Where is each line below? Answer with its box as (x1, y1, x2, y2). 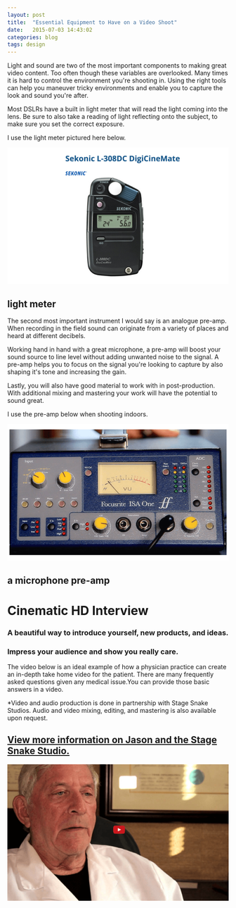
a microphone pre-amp (7, 574, 110, 586)
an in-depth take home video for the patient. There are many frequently (7, 670, 214, 679)
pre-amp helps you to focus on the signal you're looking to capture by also (7, 360, 223, 369)
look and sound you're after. (7, 92, 89, 100)
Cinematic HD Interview (7, 602, 149, 618)
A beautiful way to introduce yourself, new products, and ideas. (7, 628, 229, 638)
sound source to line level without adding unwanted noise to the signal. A (7, 353, 219, 361)
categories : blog (7, 34, 58, 41)
